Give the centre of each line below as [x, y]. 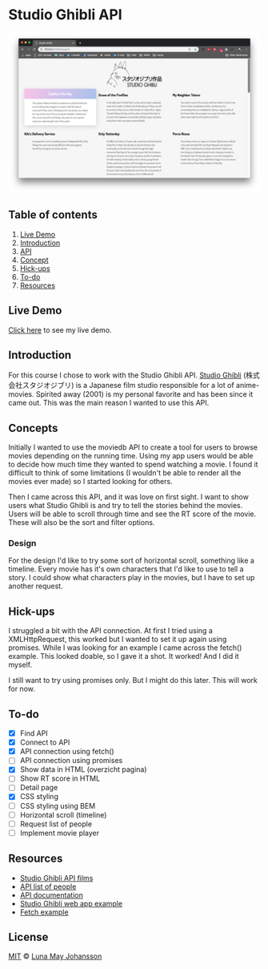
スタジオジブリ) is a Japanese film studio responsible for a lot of [128, 386]
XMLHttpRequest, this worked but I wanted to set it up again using [118, 640]
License [28, 937]
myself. [20, 665]
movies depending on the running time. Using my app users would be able [131, 456]
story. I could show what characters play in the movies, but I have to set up [132, 578]
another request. [36, 586]
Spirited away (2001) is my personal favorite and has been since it [144, 394]
